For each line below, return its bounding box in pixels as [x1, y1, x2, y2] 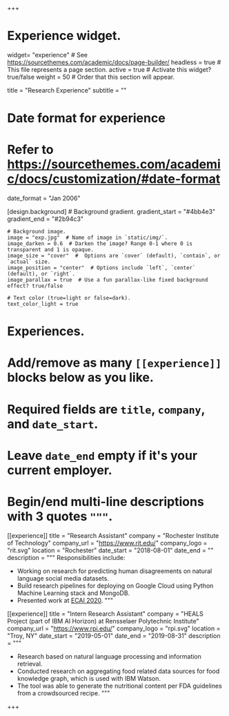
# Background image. [7, 229, 67, 235]
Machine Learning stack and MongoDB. [17, 588, 130, 597]
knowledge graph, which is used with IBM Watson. [17, 674, 161, 682]
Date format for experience [7, 110, 166, 126]
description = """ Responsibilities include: [7, 553, 126, 561]
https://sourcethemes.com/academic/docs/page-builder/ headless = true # [7, 58, 221, 66]
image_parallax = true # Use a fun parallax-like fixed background [7, 277, 208, 284]
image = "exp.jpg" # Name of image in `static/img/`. [7, 234, 168, 242]
